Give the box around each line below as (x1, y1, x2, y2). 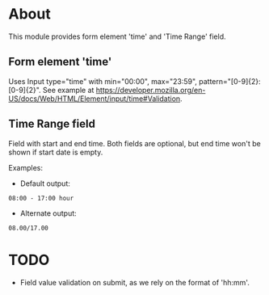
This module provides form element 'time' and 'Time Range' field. (8, 32, 226, 41)
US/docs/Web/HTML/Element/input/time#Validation (8, 94, 181, 103)
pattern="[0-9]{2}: (199, 76, 261, 86)
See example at (42, 85, 95, 95)
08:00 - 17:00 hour (8, 194, 74, 202)
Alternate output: (19, 208, 77, 218)
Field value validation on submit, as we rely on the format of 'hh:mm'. (19, 277, 250, 287)
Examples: (8, 162, 43, 172)
